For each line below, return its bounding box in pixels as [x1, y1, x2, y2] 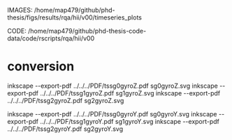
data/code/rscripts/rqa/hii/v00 [7, 34, 95, 42]
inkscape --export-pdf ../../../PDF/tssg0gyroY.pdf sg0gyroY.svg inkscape [7, 109, 218, 118]
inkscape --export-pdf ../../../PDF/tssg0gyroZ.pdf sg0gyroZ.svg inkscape [7, 81, 218, 90]
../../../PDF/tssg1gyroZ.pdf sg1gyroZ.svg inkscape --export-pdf [39, 88, 221, 97]
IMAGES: [7, 6, 33, 14]
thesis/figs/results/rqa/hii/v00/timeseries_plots [7, 13, 142, 22]
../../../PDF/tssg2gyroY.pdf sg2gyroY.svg [7, 125, 124, 133]
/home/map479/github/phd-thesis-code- [27, 27, 147, 35]
